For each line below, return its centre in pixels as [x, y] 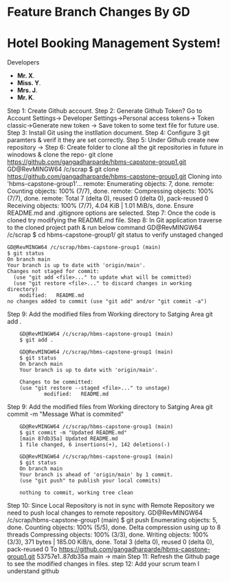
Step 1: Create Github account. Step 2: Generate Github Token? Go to [105, 111]
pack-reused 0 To [32, 549]
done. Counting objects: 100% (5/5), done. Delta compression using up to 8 [114, 527]
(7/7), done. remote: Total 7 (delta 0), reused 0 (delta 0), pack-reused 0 [108, 198]
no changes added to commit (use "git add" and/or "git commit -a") [107, 302]
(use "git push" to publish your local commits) [90, 481]
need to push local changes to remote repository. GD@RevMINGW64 [105, 513]
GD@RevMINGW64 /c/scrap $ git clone [63, 170]
